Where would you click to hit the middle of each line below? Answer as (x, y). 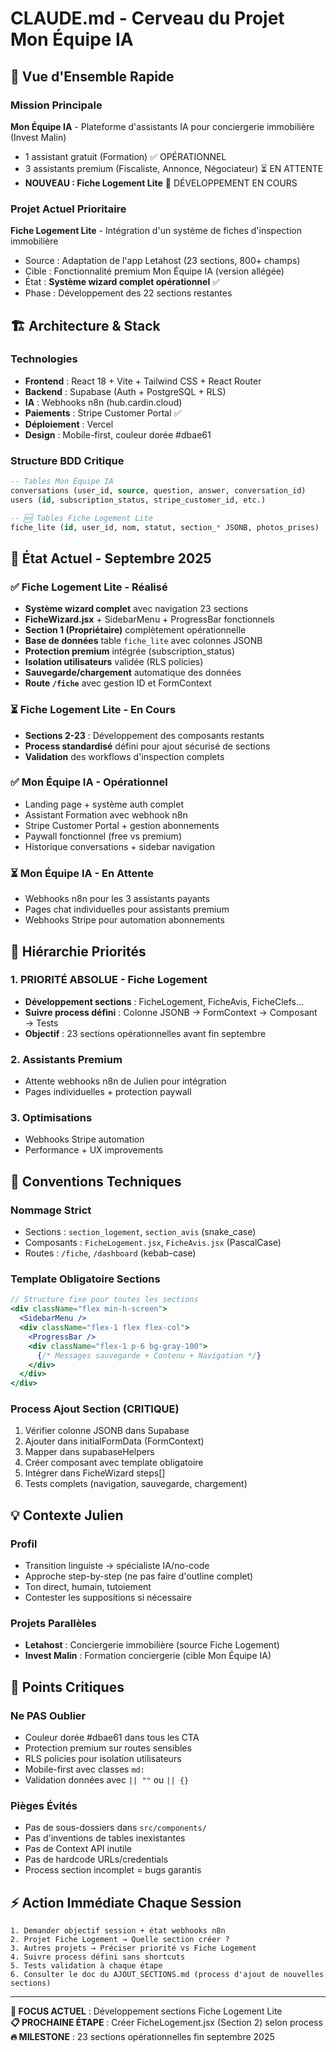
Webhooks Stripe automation (84, 1139)
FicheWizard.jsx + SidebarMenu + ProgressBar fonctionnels (149, 619)
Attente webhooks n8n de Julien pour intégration (125, 1081)
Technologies (44, 359)
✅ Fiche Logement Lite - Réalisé (89, 587)
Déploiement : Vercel (69, 424)
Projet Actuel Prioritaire (68, 209)
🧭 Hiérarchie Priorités (78, 951)
